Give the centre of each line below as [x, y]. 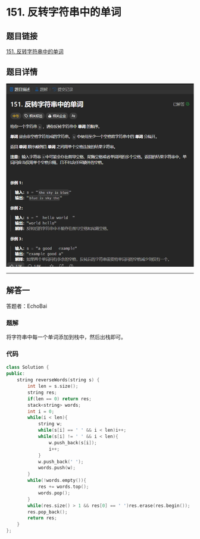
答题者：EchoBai [27, 306]
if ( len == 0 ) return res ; [60, 399]
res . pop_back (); [48, 512]
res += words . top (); [63, 487]
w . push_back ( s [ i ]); [73, 443]
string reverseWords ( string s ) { [58, 380]
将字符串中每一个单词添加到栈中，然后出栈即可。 [66, 337]
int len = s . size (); [53, 387]
